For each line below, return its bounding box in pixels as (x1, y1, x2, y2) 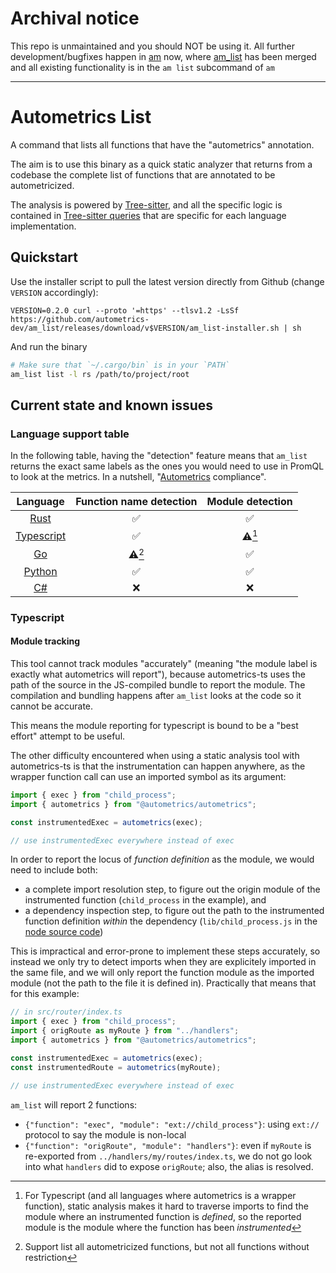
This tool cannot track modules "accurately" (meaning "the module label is (10, 657, 318, 669)
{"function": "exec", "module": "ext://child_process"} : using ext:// (24, 1118, 320, 1130)
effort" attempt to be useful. (10, 730, 126, 742)
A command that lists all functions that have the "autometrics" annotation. (10, 138, 315, 151)
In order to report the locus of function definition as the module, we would (10, 853, 315, 866)
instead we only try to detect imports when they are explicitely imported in (10, 956, 317, 968)
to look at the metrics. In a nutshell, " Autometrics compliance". (10, 471, 267, 483)
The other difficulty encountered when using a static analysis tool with (10, 749, 300, 761)
